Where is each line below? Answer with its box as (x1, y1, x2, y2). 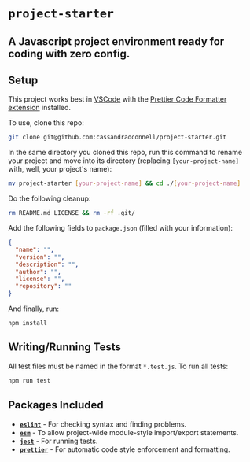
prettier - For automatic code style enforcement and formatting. (19, 444, 230, 454)
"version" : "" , (15, 253, 65, 261)
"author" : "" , (15, 268, 61, 275)
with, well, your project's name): (8, 164, 112, 174)
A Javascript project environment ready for (8, 35, 225, 48)
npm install (8, 320, 47, 327)
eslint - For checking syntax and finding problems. (19, 419, 187, 429)
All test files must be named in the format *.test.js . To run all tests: (8, 361, 229, 371)
